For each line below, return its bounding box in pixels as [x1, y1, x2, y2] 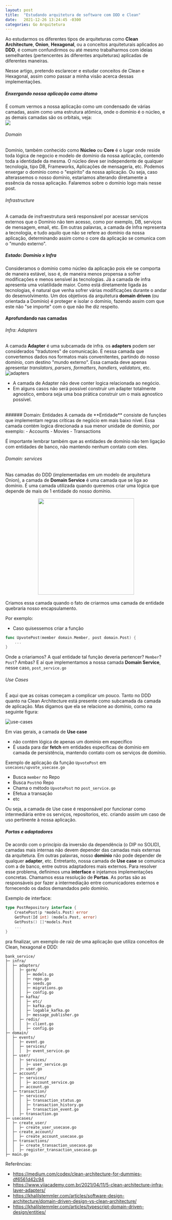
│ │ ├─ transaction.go [5, 1111, 58, 1116]
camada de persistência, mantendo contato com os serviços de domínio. [12, 750, 167, 756]
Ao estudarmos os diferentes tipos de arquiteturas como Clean [5, 36, 138, 42]
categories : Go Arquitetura [5, 22, 66, 27]
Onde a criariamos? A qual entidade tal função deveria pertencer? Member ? [5, 654, 162, 660]
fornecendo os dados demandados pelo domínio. [5, 885, 109, 891]
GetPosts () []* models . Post [14, 920, 72, 925]
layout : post [5, 7, 33, 13]
